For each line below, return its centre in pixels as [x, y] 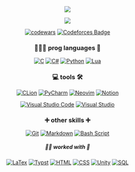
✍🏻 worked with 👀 [67, 147]
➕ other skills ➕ [67, 120]
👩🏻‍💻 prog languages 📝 [67, 48]
